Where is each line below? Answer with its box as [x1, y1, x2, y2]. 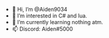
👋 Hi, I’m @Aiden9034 [12, 6, 68, 13]
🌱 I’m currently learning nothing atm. [12, 19, 104, 25]
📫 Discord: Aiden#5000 [12, 25, 73, 33]
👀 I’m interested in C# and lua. [12, 12, 88, 19]
